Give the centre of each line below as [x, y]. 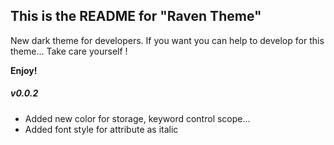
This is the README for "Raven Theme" [136, 16]
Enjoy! [24, 70]
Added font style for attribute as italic [101, 129]
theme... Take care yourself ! [69, 51]
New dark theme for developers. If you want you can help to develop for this [167, 40]
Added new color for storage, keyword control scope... [137, 118]
